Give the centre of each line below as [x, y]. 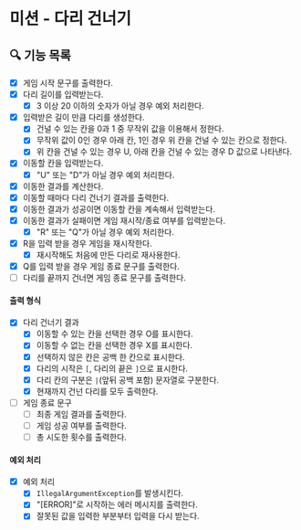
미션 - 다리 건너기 [71, 19]
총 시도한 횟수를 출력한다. [82, 437]
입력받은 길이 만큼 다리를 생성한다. [83, 117]
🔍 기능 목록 [40, 55]
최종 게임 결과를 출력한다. [82, 414]
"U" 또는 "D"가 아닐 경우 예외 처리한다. [105, 175]
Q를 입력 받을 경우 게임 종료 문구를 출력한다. [101, 266]
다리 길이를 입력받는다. [63, 95]
